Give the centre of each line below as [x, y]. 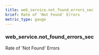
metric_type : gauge [26, 19]
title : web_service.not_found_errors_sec [49, 10]
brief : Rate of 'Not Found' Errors [43, 15]
